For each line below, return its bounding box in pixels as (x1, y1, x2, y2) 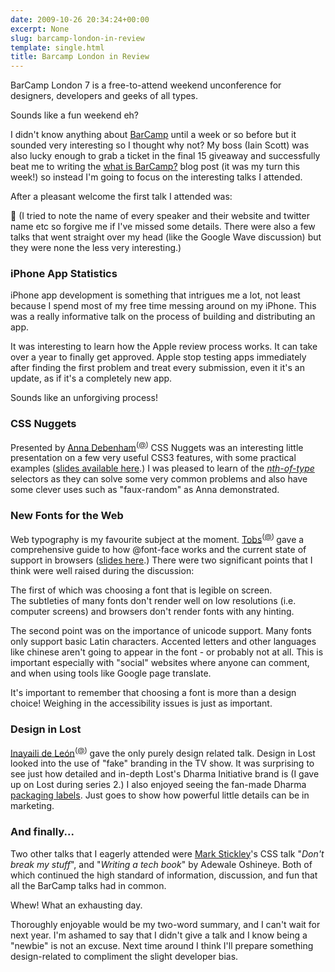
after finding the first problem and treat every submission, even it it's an (10, 362, 305, 374)
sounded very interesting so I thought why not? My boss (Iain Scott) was (10, 139, 310, 151)
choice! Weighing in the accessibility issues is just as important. (10, 697, 273, 710)
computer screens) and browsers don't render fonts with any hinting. (10, 606, 295, 618)
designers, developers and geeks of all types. (10, 90, 199, 102)
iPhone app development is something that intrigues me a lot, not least (10, 289, 301, 301)
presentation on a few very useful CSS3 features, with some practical (10, 452, 297, 464)
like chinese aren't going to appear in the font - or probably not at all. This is (10, 646, 324, 658)
